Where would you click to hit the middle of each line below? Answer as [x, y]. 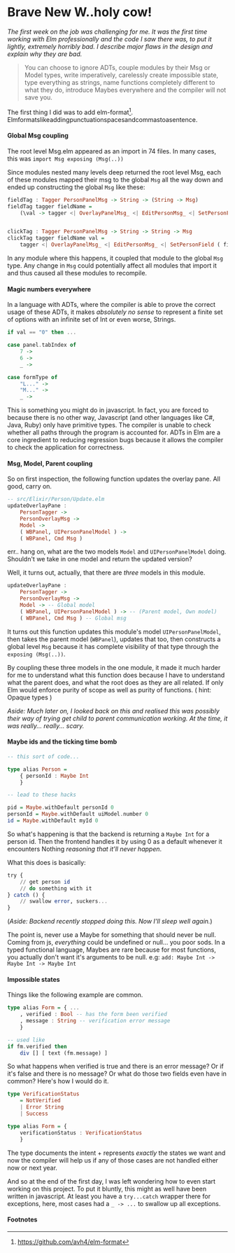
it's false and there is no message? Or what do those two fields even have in [117, 1074]
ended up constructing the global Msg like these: [76, 187]
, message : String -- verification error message [95, 1021]
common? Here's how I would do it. [58, 1081]
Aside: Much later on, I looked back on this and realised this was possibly [114, 711]
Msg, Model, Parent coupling [50, 463]
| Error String [42, 1107]
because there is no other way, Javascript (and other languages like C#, [111, 418]
